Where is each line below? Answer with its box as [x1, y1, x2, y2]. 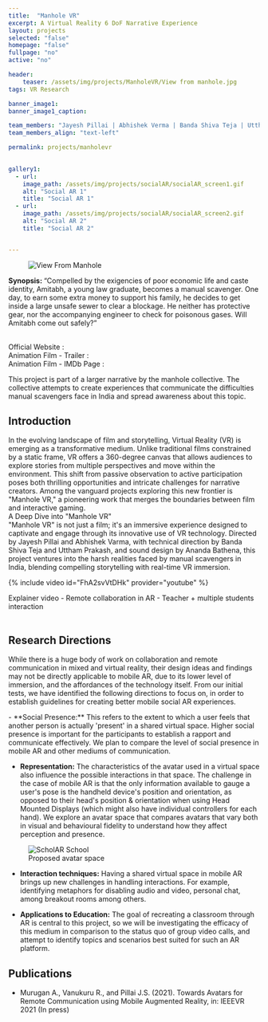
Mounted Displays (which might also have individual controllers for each [19, 804, 258, 814]
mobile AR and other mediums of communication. [8, 746, 171, 756]
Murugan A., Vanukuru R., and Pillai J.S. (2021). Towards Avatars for [19, 988, 243, 997]
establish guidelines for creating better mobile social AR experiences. [8, 697, 237, 706]
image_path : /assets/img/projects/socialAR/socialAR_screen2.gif [22, 210, 245, 218]
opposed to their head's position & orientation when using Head [19, 796, 230, 805]
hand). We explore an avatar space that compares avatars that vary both [19, 812, 258, 822]
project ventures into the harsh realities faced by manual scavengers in [8, 554, 242, 564]
